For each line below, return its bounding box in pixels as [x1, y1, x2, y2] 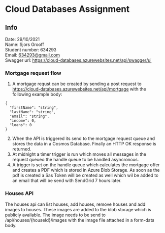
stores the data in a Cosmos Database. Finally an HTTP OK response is [12, 141, 157, 147]
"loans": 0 [9, 123, 32, 128]
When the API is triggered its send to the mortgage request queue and [12, 136, 155, 141]
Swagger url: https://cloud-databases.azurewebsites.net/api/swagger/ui [5, 57, 152, 63]
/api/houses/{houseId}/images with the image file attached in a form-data [5, 217, 155, 223]
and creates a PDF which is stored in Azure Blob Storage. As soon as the [12, 167, 160, 173]
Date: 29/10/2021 [5, 36, 40, 42]
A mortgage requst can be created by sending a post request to [12, 81, 142, 87]
